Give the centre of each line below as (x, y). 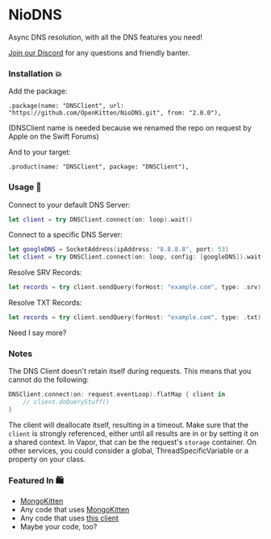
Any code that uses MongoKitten (75, 510)
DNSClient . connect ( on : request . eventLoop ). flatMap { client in (117, 395)
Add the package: (38, 91)
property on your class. (47, 459)
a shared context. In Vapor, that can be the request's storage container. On (132, 442)
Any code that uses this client (69, 518)
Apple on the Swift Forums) (54, 137)
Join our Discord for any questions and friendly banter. (99, 52)
